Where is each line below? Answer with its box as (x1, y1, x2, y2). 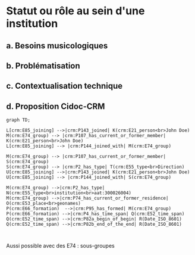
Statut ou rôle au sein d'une (6, 4, 145, 18)
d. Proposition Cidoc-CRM (6, 101, 105, 111)
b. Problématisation (6, 61, 80, 71)
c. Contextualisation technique (6, 81, 123, 91)
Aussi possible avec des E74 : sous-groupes (6, 242, 115, 250)
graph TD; (6, 117, 31, 123)
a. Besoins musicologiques (6, 41, 108, 51)
